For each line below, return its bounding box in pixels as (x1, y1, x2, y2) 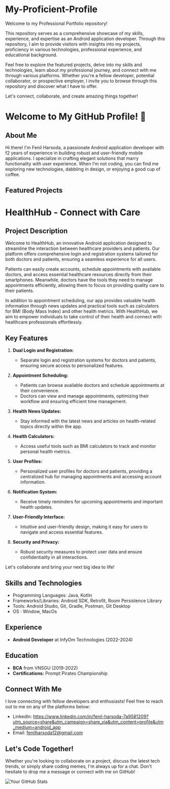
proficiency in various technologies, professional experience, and (5, 46, 142, 52)
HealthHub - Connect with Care (5, 207, 141, 218)
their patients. (5, 288, 35, 294)
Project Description (5, 226, 68, 235)
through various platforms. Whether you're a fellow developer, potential (5, 72, 155, 78)
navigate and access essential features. (20, 529, 104, 535)
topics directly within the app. (20, 423, 83, 430)
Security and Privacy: (12, 539, 60, 545)
